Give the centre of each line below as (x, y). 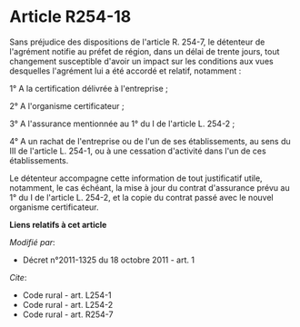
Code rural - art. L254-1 (67, 295)
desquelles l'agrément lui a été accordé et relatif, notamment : (125, 71)
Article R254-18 (70, 17)
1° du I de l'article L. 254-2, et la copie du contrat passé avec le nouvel (142, 197)
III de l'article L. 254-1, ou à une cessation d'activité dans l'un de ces (138, 151)
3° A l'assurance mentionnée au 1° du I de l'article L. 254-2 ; (122, 124)
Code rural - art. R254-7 (68, 314)
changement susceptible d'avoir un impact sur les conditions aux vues (142, 61)
